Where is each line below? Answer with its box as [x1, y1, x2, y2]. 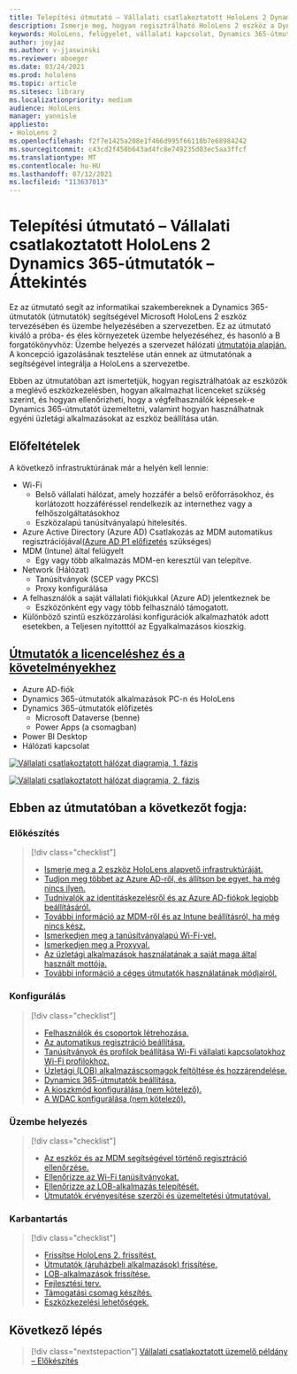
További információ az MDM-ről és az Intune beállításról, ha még [43, 911, 280, 922]
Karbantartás [9, 1212, 68, 1224]
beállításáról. [43, 902, 91, 913]
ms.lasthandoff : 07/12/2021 [9, 169, 113, 178]
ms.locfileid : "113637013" [9, 178, 109, 187]
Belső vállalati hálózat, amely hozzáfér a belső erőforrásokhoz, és [34, 488, 275, 499]
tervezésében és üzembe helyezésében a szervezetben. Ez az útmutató [9, 321, 271, 332]
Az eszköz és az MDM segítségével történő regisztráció [43, 1152, 247, 1163]
